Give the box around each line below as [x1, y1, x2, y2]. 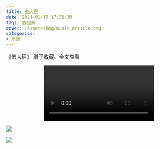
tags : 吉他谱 [6, 20, 35, 25]
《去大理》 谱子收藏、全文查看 [6, 53, 80, 60]
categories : [6, 31, 35, 37]
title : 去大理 [6, 8, 38, 15]
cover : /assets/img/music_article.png [6, 25, 101, 31]
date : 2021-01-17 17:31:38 [6, 14, 72, 20]
